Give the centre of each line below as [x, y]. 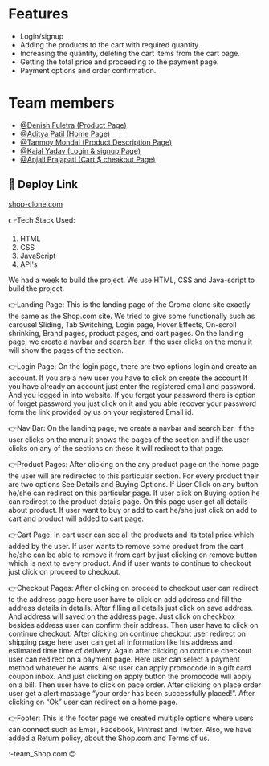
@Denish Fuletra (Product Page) [73, 125]
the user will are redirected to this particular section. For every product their [134, 476]
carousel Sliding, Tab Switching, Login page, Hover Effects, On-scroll [122, 324]
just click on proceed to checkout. [65, 571]
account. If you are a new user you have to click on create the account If [128, 378]
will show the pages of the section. [66, 350]
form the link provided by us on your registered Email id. [101, 412]
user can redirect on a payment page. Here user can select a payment [124, 659]
